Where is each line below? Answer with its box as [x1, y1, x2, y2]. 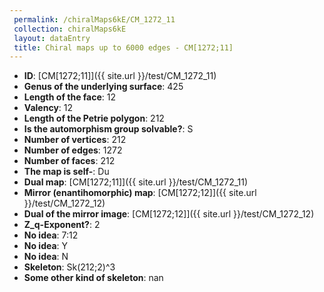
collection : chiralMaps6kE [13, 24, 127, 34]
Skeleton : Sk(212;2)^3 [23, 261, 116, 273]
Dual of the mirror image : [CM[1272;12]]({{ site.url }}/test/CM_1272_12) [23, 208, 315, 220]
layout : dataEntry [13, 33, 91, 43]
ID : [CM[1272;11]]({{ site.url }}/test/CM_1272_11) [23, 70, 217, 82]
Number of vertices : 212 [23, 134, 127, 146]
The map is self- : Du [23, 166, 110, 178]
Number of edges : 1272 [23, 144, 123, 156]
